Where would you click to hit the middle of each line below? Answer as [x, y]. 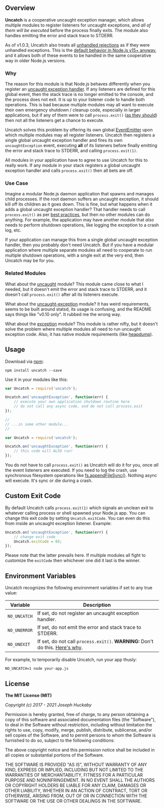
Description [97, 605]
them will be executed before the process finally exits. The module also [77, 30]
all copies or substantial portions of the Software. [54, 755]
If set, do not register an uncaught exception [88, 613]
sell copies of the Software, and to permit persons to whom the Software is [81, 735]
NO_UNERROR [20, 630]
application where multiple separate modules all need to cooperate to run [79, 250]
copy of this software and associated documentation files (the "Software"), [81, 719]
